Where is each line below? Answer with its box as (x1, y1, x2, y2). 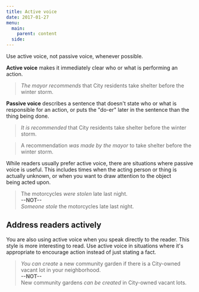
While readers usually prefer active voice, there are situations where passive (6, 160, 194, 167)
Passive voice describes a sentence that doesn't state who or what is (6, 100, 177, 107)
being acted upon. (6, 179, 51, 186)
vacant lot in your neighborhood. (20, 266, 101, 274)
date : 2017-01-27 (6, 14, 49, 20)
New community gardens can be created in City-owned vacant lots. (20, 279, 187, 286)
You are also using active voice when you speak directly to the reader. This (6, 236, 190, 243)
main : (11, 25, 26, 32)
